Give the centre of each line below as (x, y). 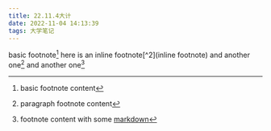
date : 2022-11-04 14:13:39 (54, 23)
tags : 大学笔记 (31, 31)
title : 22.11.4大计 (40, 16)
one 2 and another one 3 (47, 64)
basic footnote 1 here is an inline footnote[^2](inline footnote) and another (129, 55)
